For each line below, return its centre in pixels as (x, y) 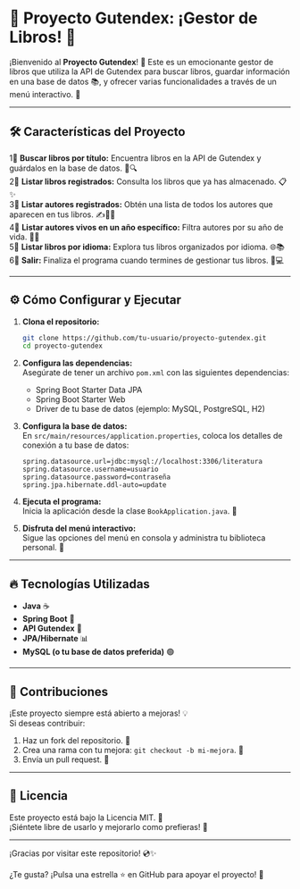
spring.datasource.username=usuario (90, 470)
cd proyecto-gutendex (62, 346)
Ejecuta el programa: (62, 502)
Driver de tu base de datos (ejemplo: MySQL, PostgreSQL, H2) (150, 409)
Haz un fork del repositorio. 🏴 (76, 740)
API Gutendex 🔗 (52, 628)
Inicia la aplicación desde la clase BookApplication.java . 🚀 (129, 511)
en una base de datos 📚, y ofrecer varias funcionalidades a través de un (143, 81)
